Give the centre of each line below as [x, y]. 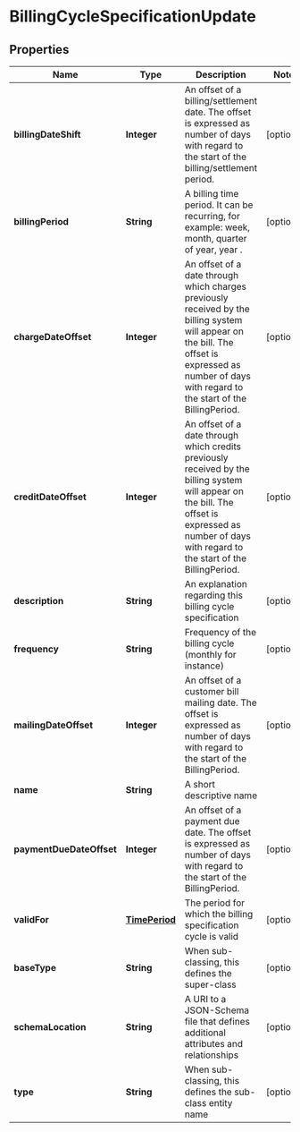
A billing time [212, 194]
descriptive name [221, 796]
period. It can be [219, 205]
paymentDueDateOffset [66, 849]
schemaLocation [50, 1027]
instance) [204, 666]
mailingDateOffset [54, 725]
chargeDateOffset [53, 337]
